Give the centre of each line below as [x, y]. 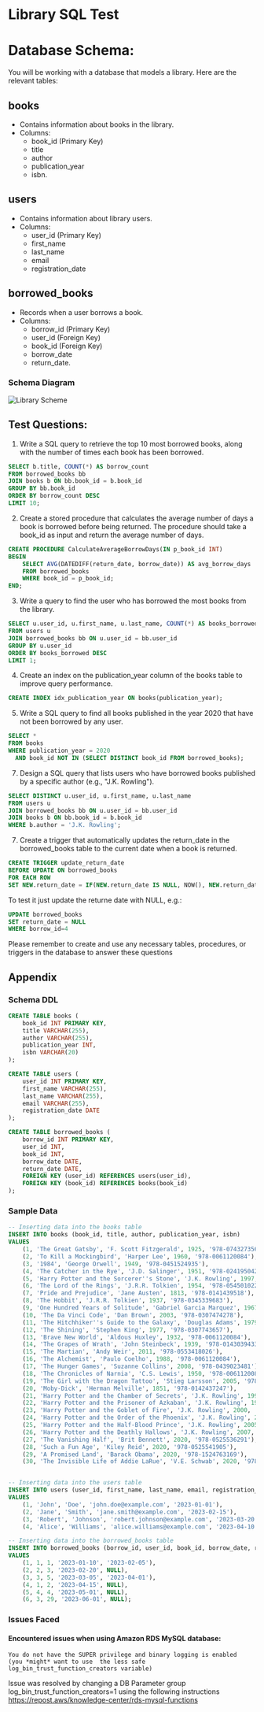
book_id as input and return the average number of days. [112, 535]
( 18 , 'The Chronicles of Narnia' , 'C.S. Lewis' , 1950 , [114, 1373]
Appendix [33, 977]
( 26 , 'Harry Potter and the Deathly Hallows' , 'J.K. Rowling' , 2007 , [139, 1432]
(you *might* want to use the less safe [77, 1662]
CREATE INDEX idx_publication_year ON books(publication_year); [115, 699]
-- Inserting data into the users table [75, 1483]
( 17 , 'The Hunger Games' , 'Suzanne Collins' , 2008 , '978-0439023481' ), [142, 1367]
